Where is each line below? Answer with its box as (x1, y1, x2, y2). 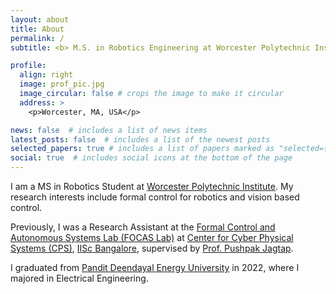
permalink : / (10, 33, 65, 43)
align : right (19, 70, 74, 80)
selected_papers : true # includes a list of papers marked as (10, 144, 275, 154)
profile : (10, 61, 47, 71)
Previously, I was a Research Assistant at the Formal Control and (10, 221, 276, 233)
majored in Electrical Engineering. (10, 272, 149, 284)
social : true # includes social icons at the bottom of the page (10, 153, 293, 163)
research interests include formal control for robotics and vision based (10, 191, 300, 203)
